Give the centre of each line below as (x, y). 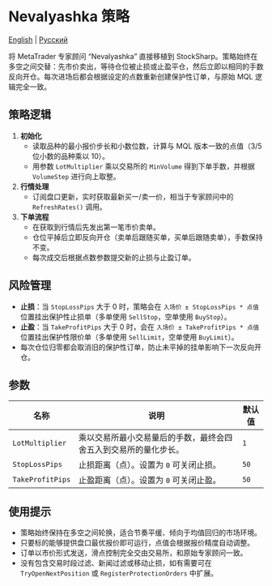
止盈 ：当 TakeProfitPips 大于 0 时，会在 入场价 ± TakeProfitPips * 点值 (140, 327)
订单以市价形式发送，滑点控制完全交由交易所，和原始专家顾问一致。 (134, 553)
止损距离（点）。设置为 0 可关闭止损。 (149, 465)
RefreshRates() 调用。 (69, 207)
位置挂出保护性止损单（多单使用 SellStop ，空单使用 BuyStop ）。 (126, 316)
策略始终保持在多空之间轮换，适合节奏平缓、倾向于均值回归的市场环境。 (140, 533)
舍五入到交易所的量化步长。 (131, 450)
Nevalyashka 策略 (69, 17)
